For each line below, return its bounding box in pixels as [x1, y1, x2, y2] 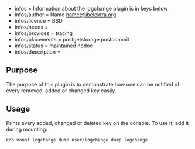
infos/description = [14, 48, 61, 55]
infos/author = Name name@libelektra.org [14, 11, 117, 18]
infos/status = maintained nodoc [14, 42, 93, 49]
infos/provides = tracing [14, 30, 73, 37]
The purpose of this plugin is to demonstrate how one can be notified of [6, 81, 180, 88]
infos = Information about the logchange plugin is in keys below [14, 5, 168, 12]
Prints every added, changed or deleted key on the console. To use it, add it [6, 119, 189, 126]
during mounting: [6, 126, 48, 133]
